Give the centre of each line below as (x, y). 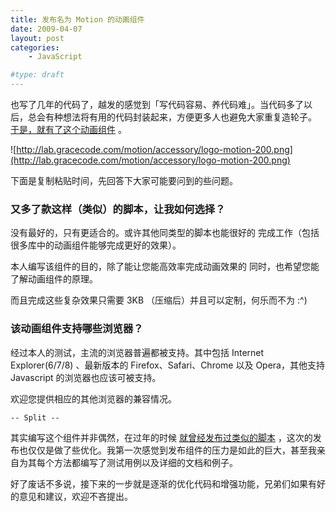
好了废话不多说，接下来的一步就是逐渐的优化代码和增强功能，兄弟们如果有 (163, 483)
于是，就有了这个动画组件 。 (68, 129)
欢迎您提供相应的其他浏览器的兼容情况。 (93, 398)
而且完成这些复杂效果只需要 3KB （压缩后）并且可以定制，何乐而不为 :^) (159, 300)
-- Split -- (35, 417)
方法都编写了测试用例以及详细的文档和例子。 (145, 462)
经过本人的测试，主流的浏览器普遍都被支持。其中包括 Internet (137, 352)
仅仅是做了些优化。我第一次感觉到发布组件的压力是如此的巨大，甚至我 (172, 450)
